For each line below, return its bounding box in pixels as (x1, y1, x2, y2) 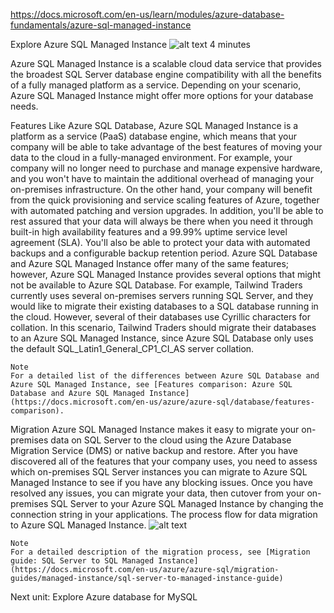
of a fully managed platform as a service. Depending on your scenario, (10, 79, 302, 91)
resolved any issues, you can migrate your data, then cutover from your (10, 487, 305, 499)
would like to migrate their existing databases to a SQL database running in (10, 300, 319, 312)
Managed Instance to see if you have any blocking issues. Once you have (10, 477, 313, 488)
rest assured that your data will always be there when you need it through (10, 215, 314, 227)
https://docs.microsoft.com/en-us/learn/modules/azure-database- (10, 9, 285, 20)
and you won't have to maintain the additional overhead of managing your (10, 173, 315, 184)
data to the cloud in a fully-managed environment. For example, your (10, 152, 293, 163)
